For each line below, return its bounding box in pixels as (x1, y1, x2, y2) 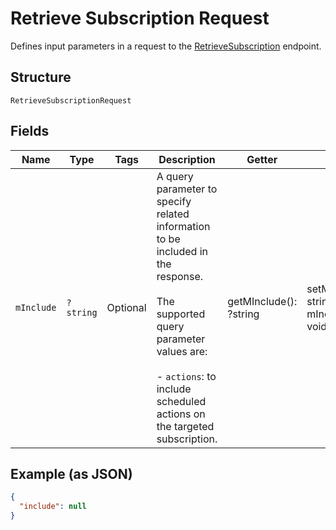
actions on (156, 407, 206, 421)
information (156, 219, 211, 233)
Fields (10, 123, 50, 140)
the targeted (156, 419, 215, 433)
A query (156, 169, 194, 183)
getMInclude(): (227, 294, 298, 308)
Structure (10, 69, 72, 86)
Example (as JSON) (10, 465, 133, 482)
